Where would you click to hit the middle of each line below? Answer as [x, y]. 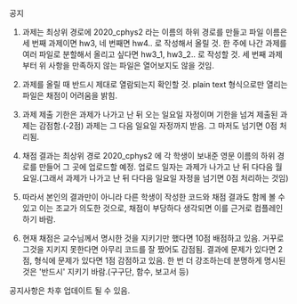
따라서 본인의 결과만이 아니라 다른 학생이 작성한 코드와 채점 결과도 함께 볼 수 [154, 197]
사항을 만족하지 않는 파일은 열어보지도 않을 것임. [132, 66]
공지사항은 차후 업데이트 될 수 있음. [70, 291]
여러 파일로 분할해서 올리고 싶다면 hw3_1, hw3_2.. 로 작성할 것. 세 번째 [144, 54]
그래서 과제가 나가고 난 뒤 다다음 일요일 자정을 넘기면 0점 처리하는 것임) [165, 178]
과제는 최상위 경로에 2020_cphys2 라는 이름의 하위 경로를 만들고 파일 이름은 [154, 32]
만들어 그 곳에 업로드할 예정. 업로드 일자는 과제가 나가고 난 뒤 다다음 [156, 167]
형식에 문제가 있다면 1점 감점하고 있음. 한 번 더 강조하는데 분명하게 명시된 [160, 260]
